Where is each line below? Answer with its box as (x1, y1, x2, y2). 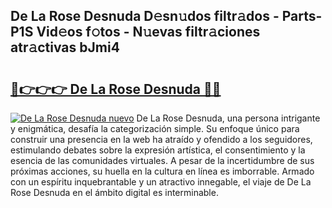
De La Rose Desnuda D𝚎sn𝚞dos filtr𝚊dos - (10, 8, 280, 25)
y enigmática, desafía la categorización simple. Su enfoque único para (10, 123, 300, 134)
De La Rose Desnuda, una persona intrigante (136, 112, 321, 124)
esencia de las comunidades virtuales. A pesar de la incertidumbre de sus (10, 155, 315, 166)
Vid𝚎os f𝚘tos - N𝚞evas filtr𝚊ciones (36, 24, 261, 41)
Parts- (281, 8, 323, 25)
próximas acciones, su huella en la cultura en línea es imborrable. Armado (10, 165, 315, 177)
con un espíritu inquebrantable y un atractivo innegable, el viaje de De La (10, 176, 312, 188)
